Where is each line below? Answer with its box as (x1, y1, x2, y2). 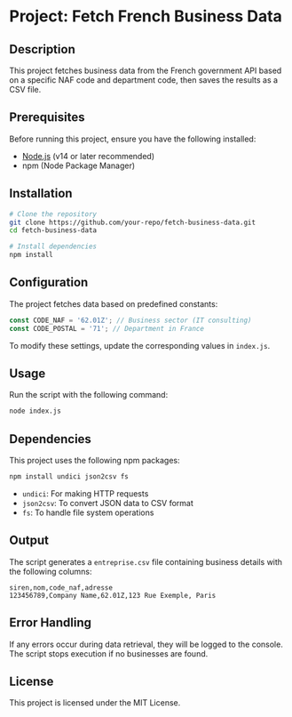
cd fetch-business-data (9, 226, 98, 235)
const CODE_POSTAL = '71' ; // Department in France (9, 324, 204, 333)
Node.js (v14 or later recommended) (21, 150, 155, 161)
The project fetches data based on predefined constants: (9, 298, 218, 309)
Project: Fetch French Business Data (9, 6, 282, 27)
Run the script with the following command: (9, 390, 169, 400)
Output (9, 533, 49, 548)
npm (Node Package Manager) (21, 160, 136, 171)
